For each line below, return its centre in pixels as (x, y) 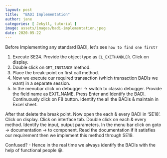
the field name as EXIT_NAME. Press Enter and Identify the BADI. (79, 94)
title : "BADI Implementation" (38, 14)
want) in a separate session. (41, 83)
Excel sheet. (25, 104)
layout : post (19, 10)
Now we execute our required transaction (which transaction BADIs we (85, 78)
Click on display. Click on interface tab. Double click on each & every (76, 119)
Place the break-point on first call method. (56, 73)
